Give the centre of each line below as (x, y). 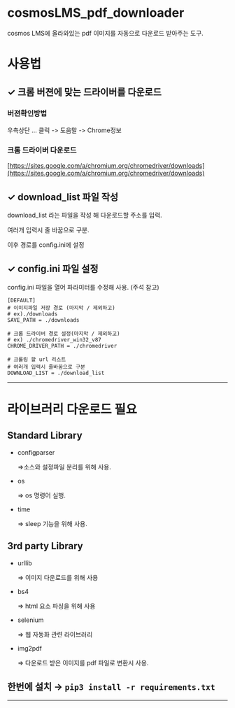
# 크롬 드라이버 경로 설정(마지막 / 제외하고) (64, 334)
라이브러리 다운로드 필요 (72, 409)
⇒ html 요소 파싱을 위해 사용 (56, 606)
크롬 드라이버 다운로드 (42, 150)
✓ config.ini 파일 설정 (53, 269)
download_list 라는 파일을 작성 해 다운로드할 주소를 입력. (85, 215)
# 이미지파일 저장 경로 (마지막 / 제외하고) (61, 308)
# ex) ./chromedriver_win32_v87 (54, 340)
